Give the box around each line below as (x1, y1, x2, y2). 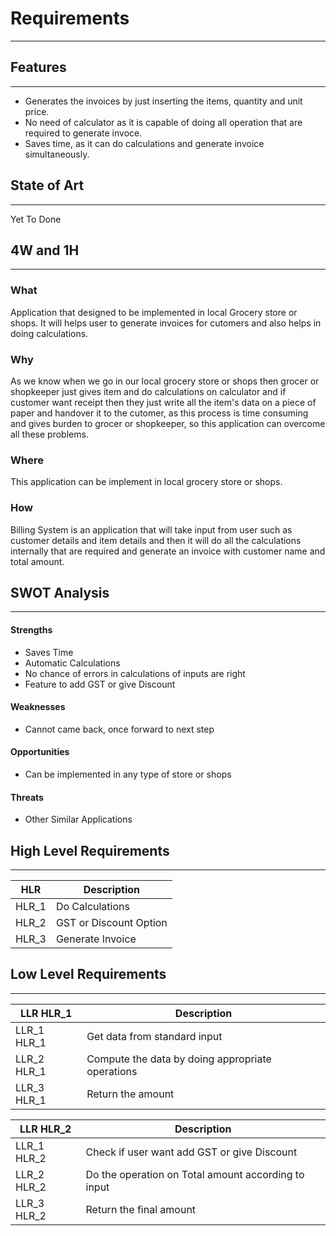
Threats (10, 791, 44, 803)
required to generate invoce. (24, 127, 143, 139)
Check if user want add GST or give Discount (85, 1145, 298, 1159)
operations (86, 1064, 138, 1078)
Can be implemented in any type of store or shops (24, 768, 232, 780)
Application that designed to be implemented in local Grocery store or (10, 306, 298, 318)
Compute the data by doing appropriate (86, 1052, 272, 1066)
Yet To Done (10, 213, 62, 225)
